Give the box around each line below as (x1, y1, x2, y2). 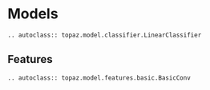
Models (7, 5, 59, 23)
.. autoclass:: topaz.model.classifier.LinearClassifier (7, 31, 202, 39)
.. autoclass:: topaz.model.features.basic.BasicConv (7, 73, 192, 82)
